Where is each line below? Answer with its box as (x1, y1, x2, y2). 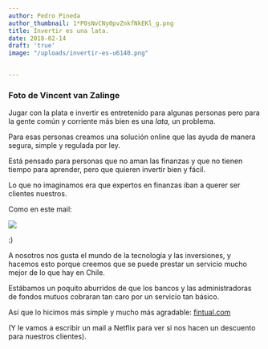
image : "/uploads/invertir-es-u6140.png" (8, 49, 149, 57)
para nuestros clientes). (8, 331, 87, 342)
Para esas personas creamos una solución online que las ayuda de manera (8, 132, 256, 142)
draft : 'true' (8, 42, 56, 50)
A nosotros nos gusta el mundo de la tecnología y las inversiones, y (8, 251, 231, 261)
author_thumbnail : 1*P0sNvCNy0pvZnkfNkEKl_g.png (8, 19, 174, 27)
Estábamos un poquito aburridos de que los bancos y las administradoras (8, 283, 252, 294)
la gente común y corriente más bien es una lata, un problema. (8, 117, 216, 126)
